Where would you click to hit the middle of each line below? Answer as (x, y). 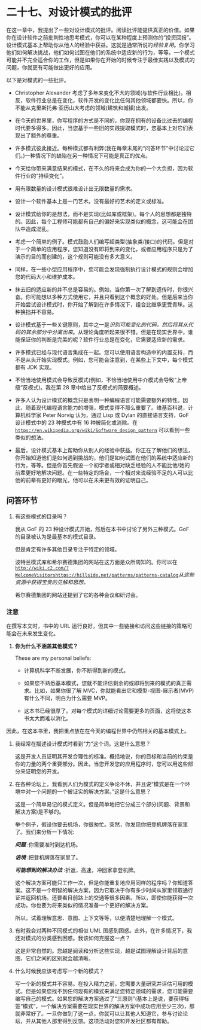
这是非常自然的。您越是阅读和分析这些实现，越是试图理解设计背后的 (99, 951)
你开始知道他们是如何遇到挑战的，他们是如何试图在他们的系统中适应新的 (104, 458)
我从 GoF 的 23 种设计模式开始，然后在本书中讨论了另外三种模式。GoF (102, 529)
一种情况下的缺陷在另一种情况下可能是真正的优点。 (88, 156)
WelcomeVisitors (35, 575)
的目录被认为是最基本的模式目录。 (57, 537)
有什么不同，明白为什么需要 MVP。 (67, 698)
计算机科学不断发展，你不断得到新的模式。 (76, 671)
